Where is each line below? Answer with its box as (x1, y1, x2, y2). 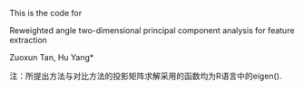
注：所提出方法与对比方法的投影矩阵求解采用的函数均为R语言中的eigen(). (9, 71, 282, 81)
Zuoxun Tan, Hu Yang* (9, 52, 94, 62)
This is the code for (9, 8, 83, 18)
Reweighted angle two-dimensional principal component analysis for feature (9, 25, 295, 35)
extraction (9, 35, 48, 45)
